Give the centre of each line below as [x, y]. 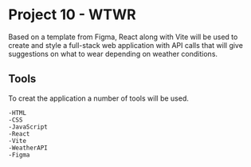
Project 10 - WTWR [73, 15]
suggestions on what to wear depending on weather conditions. [113, 54]
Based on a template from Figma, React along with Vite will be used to [123, 37]
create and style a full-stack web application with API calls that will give [125, 45]
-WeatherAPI [28, 148]
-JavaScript [28, 127]
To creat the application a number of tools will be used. [98, 98]
